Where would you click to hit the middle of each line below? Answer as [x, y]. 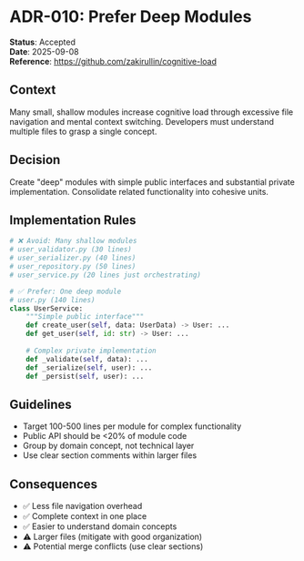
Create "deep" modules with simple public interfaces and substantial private [152, 182]
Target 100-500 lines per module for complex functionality [132, 426]
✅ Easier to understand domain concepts [100, 526]
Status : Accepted [42, 42]
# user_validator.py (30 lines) [71, 250]
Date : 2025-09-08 [44, 51]
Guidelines [41, 404]
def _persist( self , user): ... [85, 376]
